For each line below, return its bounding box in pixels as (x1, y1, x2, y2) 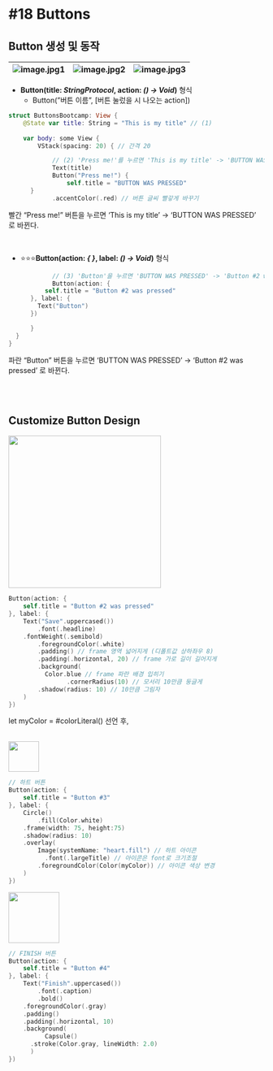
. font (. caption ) (37, 987, 93, 995)
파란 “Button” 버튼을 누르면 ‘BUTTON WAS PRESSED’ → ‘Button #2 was (8, 355, 244, 365)
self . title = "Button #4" (23, 965, 111, 973)
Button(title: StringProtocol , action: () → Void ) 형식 (19, 85, 193, 94)
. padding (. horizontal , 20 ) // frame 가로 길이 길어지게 (37, 655, 217, 663)
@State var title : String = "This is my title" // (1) (23, 119, 213, 127)
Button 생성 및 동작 (8, 39, 100, 53)
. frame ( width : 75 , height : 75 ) (23, 824, 126, 832)
